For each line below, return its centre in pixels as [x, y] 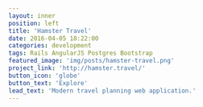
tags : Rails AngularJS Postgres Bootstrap [81, 53]
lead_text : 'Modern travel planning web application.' [102, 91]
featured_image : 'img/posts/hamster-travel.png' [91, 61]
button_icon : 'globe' [45, 76]
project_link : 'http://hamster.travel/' [77, 68]
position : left [34, 23]
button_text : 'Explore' [48, 83]
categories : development [50, 46]
